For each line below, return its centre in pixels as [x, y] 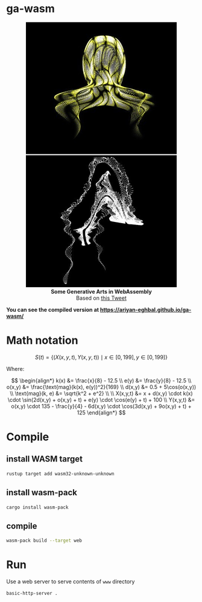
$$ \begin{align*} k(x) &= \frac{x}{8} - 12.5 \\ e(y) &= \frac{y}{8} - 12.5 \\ [101, 380]
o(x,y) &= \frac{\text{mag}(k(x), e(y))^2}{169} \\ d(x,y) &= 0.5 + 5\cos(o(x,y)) [101, 387]
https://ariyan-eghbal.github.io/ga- [146, 309]
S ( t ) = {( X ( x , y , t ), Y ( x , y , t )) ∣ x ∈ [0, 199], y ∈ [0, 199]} [101, 357]
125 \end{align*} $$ [101, 413]
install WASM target [45, 459]
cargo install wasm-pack [37, 507]
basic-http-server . [32, 594]
